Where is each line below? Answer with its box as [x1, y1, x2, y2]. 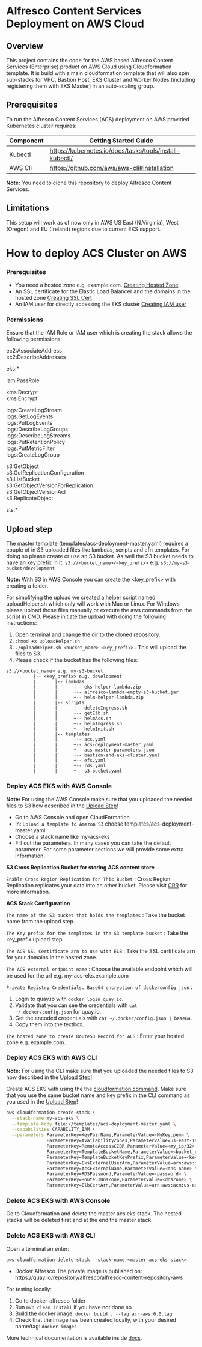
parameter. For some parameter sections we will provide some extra [14, 845, 184, 853]
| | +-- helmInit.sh [32, 726, 114, 732]
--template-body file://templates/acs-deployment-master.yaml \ [11, 1120, 176, 1127]
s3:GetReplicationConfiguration [6, 469, 84, 476]
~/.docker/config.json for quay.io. [14, 1008, 102, 1015]
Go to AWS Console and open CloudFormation [14, 813, 130, 821]
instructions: [6, 619, 37, 627]
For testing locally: [6, 1285, 52, 1292]
